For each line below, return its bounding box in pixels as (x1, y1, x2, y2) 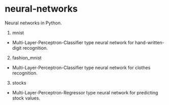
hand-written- (135, 39, 164, 46)
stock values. (12, 95, 40, 101)
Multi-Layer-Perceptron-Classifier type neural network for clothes (12, 64, 151, 71)
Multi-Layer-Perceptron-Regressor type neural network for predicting (12, 89, 158, 95)
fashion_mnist (12, 54, 42, 61)
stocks (12, 80, 26, 86)
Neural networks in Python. (5, 20, 62, 26)
